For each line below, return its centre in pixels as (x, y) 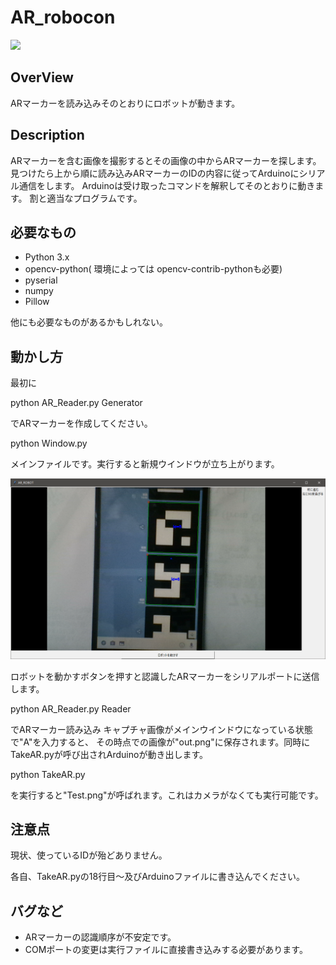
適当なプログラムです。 (94, 198)
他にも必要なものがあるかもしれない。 (89, 322)
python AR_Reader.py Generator (76, 403)
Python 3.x (47, 257)
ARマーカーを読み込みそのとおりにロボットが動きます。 (125, 103)
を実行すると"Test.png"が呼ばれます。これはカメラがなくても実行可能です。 (167, 795)
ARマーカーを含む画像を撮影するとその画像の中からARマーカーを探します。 (166, 160)
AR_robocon (63, 17)
